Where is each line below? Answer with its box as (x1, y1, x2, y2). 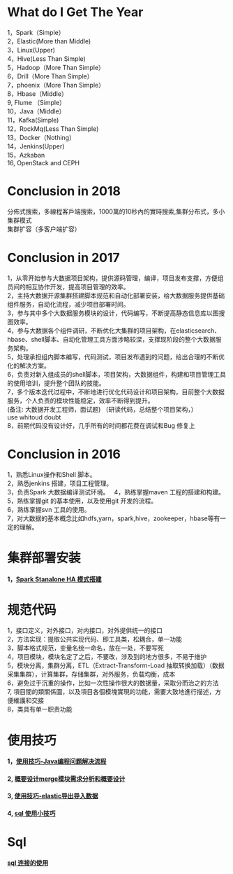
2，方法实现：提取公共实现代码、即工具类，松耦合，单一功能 (7, 635, 183, 644)
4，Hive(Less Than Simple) (7, 54, 86, 63)
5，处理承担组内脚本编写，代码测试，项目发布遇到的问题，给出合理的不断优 (7, 352, 225, 361)
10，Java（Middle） (7, 106, 66, 116)
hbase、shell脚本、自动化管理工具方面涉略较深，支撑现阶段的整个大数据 (7, 335, 216, 343)
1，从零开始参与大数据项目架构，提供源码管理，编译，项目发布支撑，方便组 (7, 274, 224, 282)
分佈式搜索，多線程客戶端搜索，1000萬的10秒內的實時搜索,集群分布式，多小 (7, 207, 225, 216)
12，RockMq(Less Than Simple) (7, 124, 99, 133)
